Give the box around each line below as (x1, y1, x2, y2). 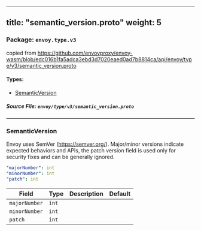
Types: (6, 76, 24, 83)
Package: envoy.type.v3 (6, 35, 77, 44)
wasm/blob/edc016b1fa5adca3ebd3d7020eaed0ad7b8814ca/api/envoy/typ (6, 55, 193, 63)
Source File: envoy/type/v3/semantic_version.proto (6, 103, 135, 110)
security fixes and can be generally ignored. (6, 154, 115, 161)
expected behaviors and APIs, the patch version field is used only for (6, 147, 176, 154)
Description (69, 190, 103, 198)
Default (109, 190, 131, 198)
